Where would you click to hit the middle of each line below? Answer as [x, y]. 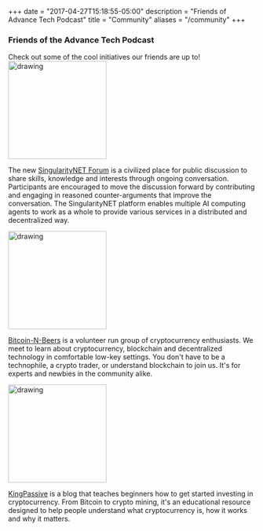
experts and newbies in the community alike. [80, 374]
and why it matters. [39, 519]
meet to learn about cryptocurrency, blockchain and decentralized [115, 349]
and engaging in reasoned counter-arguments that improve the [110, 195]
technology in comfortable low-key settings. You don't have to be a [117, 357]
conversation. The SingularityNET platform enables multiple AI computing [127, 204]
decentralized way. [39, 220]
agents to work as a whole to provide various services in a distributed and [128, 212]
